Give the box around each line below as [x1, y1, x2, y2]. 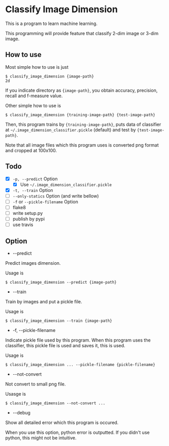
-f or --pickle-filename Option [12, 199, 79, 205]
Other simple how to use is [5, 102, 61, 108]
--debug [12, 409, 30, 415]
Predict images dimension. [5, 260, 61, 266]
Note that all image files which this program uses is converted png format [5, 142, 159, 148]
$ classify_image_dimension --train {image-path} [5, 318, 113, 323]
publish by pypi [12, 216, 45, 222]
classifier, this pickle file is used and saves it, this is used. [5, 342, 125, 348]
